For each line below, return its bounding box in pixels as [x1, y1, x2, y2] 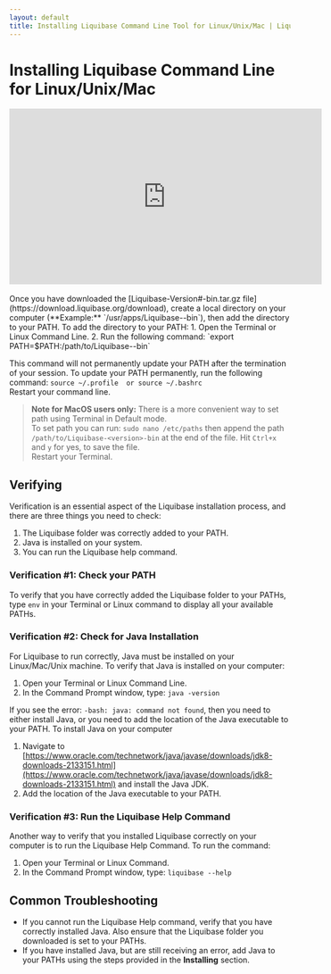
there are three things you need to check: [9, 511, 161, 521]
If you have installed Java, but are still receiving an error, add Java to [21, 945, 276, 955]
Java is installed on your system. [21, 537, 143, 548]
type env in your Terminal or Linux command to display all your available [9, 599, 274, 610]
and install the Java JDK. [117, 778, 210, 789]
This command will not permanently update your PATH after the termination [9, 358, 287, 369]
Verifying [9, 477, 62, 492]
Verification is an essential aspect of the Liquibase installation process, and [9, 501, 286, 512]
